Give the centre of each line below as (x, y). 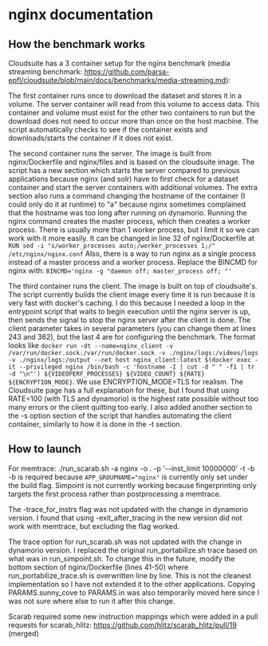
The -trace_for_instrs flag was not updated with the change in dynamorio (128, 509)
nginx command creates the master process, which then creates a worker (130, 221)
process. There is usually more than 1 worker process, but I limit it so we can (134, 230)
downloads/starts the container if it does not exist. (91, 138)
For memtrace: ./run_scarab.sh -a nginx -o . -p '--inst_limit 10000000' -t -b (132, 468)
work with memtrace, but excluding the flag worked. (94, 526)
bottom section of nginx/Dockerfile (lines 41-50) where (99, 567)
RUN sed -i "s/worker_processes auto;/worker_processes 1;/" (112, 246)
